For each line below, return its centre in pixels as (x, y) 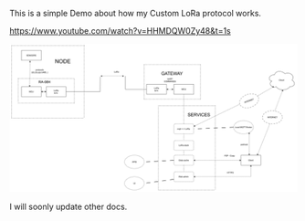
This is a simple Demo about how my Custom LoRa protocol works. (136, 13)
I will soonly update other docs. (68, 206)
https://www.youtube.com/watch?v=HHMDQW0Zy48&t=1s (120, 31)
